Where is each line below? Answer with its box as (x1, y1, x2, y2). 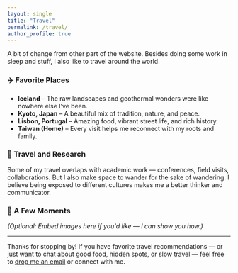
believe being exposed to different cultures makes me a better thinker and (7, 180, 223, 189)
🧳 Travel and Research (7, 150, 86, 160)
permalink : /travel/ (7, 23, 69, 30)
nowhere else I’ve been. (17, 101, 88, 110)
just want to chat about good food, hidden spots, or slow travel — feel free (7, 250, 225, 259)
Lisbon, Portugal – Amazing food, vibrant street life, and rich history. (17, 116, 218, 125)
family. (17, 132, 38, 140)
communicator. (7, 188, 52, 196)
